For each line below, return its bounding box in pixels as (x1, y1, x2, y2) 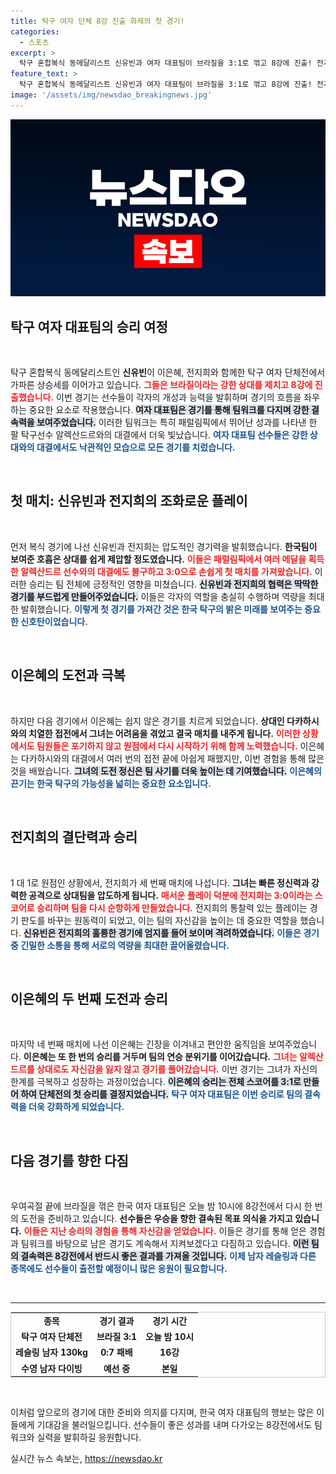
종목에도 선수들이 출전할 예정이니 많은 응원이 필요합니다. (10, 1263, 228, 1275)
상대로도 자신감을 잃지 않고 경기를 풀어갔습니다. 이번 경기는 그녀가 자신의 (36, 1063, 318, 1075)
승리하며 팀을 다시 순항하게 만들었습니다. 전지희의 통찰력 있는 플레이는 (36, 901, 308, 914)
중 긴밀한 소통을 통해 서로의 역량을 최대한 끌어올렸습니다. (10, 939, 230, 951)
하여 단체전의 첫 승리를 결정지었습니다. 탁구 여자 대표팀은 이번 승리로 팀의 (20, 1088, 303, 1100)
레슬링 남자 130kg (15, 1346, 88, 1359)
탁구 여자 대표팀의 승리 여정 (10, 318, 168, 335)
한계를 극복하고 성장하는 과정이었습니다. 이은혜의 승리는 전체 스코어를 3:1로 (10, 1076, 302, 1088)
